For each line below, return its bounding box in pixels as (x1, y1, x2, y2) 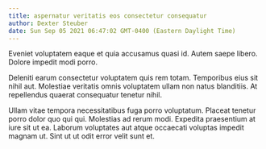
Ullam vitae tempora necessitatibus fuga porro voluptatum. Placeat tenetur (8, 106, 256, 115)
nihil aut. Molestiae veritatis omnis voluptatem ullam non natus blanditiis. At (8, 81, 258, 91)
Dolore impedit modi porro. (8, 57, 98, 67)
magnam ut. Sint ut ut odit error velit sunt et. (8, 131, 156, 141)
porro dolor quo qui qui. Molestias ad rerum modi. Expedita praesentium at (8, 114, 256, 124)
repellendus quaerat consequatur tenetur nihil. (8, 90, 163, 100)
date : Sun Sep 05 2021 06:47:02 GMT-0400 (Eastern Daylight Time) (8, 27, 236, 35)
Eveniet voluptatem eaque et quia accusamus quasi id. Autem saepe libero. (8, 49, 258, 59)
